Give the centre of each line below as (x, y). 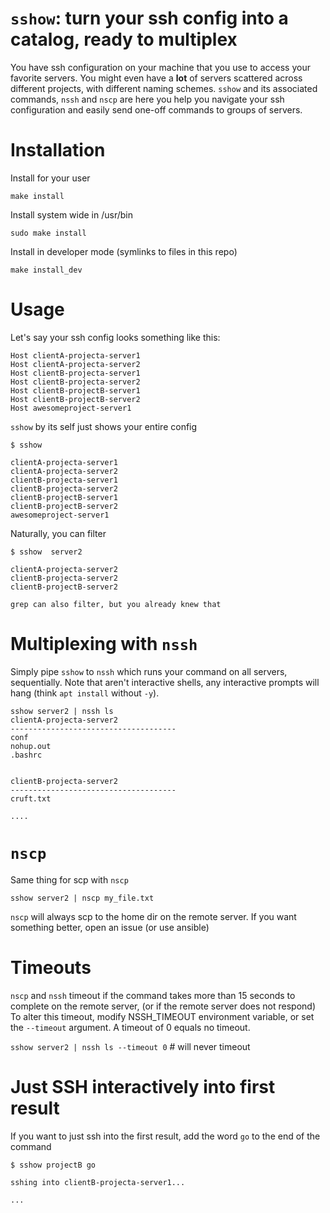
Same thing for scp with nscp (69, 879)
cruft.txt (31, 798)
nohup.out (31, 746)
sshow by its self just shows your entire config (104, 426)
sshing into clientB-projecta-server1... (98, 1182)
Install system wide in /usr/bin (72, 214)
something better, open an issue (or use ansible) (110, 927)
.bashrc (26, 755)
